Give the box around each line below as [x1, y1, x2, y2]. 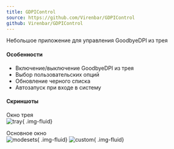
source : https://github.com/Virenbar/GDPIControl [6, 15, 136, 21]
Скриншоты [6, 98, 38, 105]
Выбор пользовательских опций [15, 71, 100, 78]
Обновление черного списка [15, 77, 90, 85]
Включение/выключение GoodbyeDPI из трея [15, 64, 134, 72]
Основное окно [6, 129, 47, 137]
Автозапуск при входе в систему [15, 83, 102, 91]
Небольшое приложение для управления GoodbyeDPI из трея [6, 37, 168, 44]
